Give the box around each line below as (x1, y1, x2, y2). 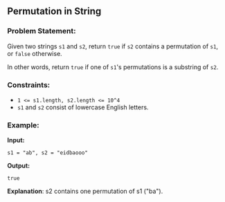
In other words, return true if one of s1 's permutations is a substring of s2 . (7, 62, 219, 71)
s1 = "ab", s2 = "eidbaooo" (7, 149, 89, 156)
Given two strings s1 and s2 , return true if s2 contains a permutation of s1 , (7, 42, 219, 50)
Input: (7, 136, 25, 145)
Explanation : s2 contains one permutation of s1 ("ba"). (7, 187, 163, 196)
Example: (7, 120, 39, 130)
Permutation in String (7, 6, 102, 17)
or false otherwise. (7, 49, 62, 57)
